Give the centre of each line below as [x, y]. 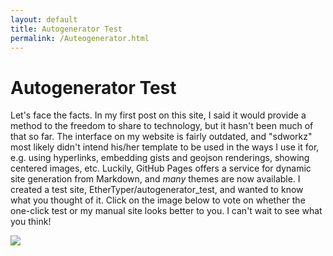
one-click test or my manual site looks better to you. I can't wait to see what [166, 211]
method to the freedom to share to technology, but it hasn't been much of [162, 126]
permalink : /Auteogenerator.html [80, 38]
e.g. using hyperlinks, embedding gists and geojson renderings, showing [160, 158]
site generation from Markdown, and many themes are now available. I [155, 179]
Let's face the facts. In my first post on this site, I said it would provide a [158, 115]
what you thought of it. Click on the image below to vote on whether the [158, 200]
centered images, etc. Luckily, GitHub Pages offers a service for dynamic [161, 168]
